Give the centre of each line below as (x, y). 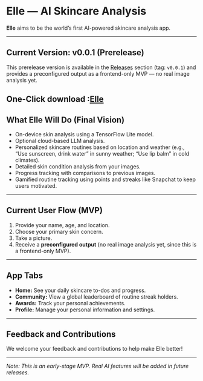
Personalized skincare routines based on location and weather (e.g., (100, 147)
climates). (27, 160)
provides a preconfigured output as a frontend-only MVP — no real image (98, 73)
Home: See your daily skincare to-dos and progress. (80, 290)
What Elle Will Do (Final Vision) (66, 120)
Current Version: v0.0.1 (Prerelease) (75, 53)
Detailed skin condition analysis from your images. (78, 166)
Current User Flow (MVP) (54, 210)
